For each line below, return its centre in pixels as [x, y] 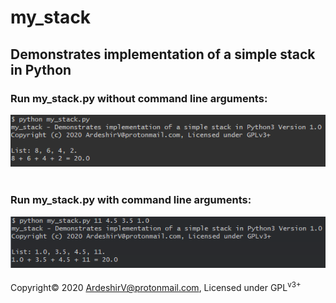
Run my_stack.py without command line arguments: [139, 98]
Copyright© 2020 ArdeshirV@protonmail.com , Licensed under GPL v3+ [156, 287]
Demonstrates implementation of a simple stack [163, 54]
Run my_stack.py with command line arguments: [131, 200]
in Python [41, 69]
